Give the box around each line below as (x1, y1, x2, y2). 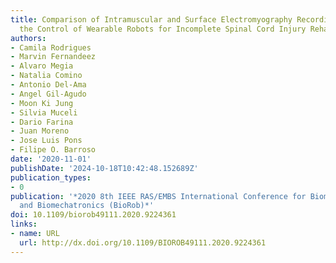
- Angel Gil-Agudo (10, 89, 87, 99)
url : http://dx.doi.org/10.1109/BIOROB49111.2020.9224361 (19, 237, 267, 248)
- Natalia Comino (10, 71, 83, 81)
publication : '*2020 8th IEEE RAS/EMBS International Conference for (10, 191, 307, 201)
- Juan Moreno (10, 126, 70, 136)
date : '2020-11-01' (10, 154, 92, 164)
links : (10, 219, 38, 230)
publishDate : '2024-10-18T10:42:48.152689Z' (10, 163, 199, 173)
